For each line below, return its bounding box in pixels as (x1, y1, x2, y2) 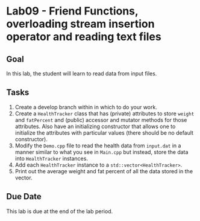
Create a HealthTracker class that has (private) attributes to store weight (14, 110, 195, 117)
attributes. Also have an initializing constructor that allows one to (14, 123, 176, 130)
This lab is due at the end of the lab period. (6, 207, 113, 215)
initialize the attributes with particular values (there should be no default (14, 129, 194, 136)
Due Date (6, 191, 42, 202)
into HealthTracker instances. (14, 155, 89, 162)
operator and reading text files (6, 30, 161, 43)
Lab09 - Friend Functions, (6, 4, 139, 18)
